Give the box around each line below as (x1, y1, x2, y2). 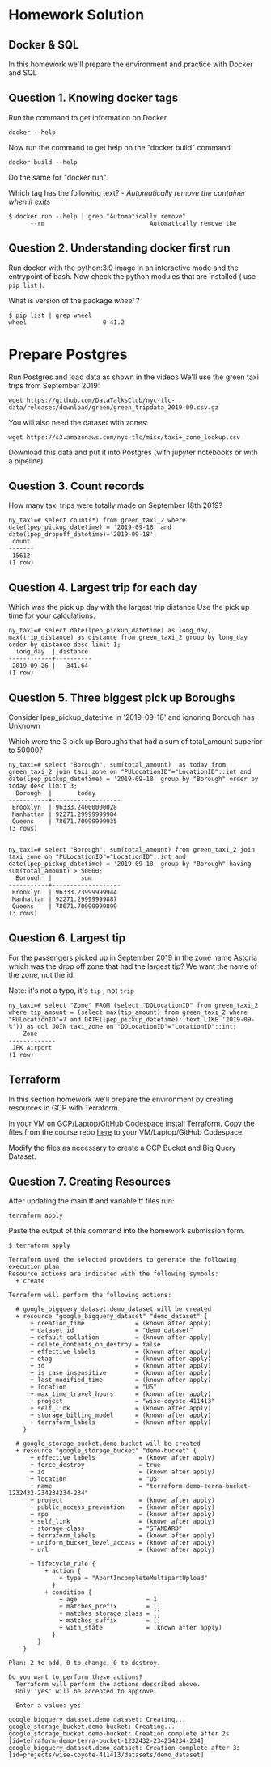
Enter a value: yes (15, 1701, 82, 1710)
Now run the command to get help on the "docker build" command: (8, 142, 233, 152)
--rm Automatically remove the (29, 219, 237, 227)
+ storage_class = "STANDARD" (29, 1524, 183, 1533)
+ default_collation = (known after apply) (29, 1334, 212, 1342)
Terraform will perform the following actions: (8, 1291, 172, 1300)
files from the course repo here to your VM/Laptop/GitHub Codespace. (8, 1127, 244, 1137)
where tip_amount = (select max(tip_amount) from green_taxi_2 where (8, 1008, 248, 1017)
